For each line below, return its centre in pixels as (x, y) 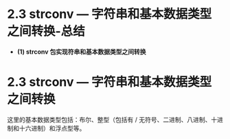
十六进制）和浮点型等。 (52, 128)
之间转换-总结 (46, 31)
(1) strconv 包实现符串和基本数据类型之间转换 (81, 52)
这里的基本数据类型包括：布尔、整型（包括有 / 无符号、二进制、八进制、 (109, 119)
